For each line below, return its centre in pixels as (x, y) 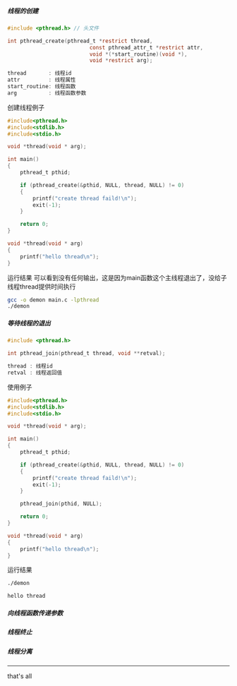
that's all (20, 676)
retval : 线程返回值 (35, 373)
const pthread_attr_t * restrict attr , (146, 47)
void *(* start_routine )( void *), (139, 54)
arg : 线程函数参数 (47, 93)
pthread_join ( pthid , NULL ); (61, 504)
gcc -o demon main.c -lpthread (53, 300)
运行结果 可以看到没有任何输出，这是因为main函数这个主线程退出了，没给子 (117, 277)
